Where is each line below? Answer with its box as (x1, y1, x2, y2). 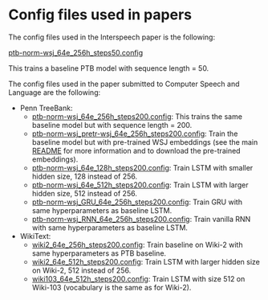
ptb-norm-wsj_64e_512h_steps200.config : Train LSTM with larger (31, 179, 249, 190)
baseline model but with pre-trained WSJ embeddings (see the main (31, 137, 258, 146)
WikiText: (19, 231, 51, 240)
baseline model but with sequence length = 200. (31, 120, 193, 129)
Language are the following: (8, 87, 101, 97)
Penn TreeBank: (19, 103, 73, 113)
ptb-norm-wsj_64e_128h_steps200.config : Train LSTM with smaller (31, 162, 254, 172)
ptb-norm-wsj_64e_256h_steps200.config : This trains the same (31, 111, 243, 121)
